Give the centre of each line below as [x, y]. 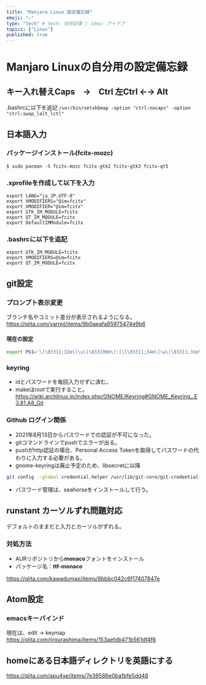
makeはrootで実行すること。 [51, 390]
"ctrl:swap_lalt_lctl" [35, 114]
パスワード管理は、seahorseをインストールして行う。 [83, 489]
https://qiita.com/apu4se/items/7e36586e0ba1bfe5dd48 [77, 676]
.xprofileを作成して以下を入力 [51, 183]
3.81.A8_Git [29, 403]
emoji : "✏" [20, 18]
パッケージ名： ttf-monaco [49, 566]
